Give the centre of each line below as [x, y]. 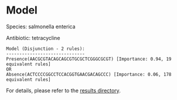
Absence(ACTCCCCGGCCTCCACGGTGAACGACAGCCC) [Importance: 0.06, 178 [89, 74]
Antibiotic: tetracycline [33, 38]
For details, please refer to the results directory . [64, 90]
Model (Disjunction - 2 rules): [45, 49]
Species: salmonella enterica [41, 26]
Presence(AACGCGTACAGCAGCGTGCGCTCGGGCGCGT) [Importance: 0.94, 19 [89, 59]
